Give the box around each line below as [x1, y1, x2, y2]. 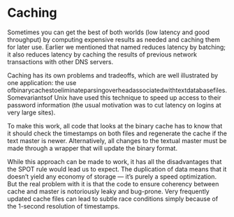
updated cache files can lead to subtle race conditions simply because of [7, 194, 219, 203]
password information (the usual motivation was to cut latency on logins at [7, 100, 221, 109]
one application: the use [7, 78, 77, 87]
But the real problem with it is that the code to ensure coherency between [7, 179, 219, 188]
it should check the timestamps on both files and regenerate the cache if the [7, 129, 228, 137]
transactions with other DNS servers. [7, 57, 114, 66]
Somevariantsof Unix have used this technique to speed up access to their [7, 93, 221, 102]
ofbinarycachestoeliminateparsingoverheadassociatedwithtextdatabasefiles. [7, 86, 228, 94]
